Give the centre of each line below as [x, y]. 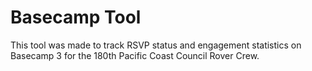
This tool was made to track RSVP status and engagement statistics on [156, 45]
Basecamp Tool [76, 17]
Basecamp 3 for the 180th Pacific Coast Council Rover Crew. [135, 55]
